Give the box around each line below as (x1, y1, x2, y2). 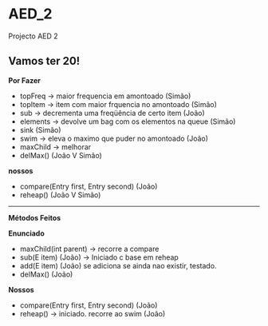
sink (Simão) (19, 125, 61, 134)
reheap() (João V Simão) (19, 189, 101, 200)
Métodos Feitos (8, 213, 61, 222)
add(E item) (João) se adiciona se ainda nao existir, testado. (19, 260, 217, 270)
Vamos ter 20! (8, 54, 81, 68)
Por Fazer (8, 75, 41, 85)
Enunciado (8, 229, 45, 238)
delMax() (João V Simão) (19, 150, 102, 160)
